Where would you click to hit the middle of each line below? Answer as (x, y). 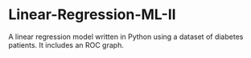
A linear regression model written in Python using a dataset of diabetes (126, 37)
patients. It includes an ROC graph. (66, 44)
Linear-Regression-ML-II (92, 15)
